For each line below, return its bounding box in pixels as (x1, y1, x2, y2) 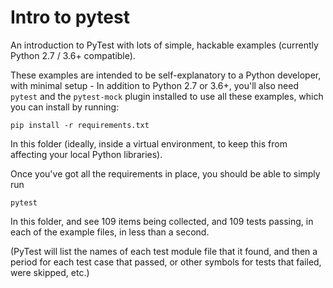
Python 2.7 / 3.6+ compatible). (10, 49, 136, 61)
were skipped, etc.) (10, 266, 90, 278)
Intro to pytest (10, 6, 130, 29)
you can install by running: (10, 101, 120, 113)
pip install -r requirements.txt (10, 120, 150, 130)
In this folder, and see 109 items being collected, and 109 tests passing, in (10, 215, 314, 227)
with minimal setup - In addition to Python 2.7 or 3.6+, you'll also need (10, 79, 299, 91)
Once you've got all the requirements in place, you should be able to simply (10, 167, 321, 180)
